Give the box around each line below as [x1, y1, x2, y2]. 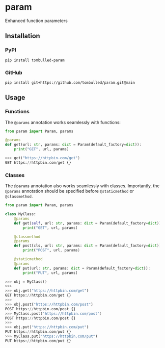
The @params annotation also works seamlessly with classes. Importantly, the [5, 183, 160, 189]
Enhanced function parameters [5, 18, 68, 24]
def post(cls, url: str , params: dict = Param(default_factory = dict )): [14, 243, 164, 249]
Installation [5, 32, 40, 40]
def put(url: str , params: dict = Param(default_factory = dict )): [14, 266, 151, 271]
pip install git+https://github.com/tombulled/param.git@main [5, 80, 135, 85]
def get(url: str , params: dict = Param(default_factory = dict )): [5, 142, 141, 147]
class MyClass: [5, 212, 36, 217]
